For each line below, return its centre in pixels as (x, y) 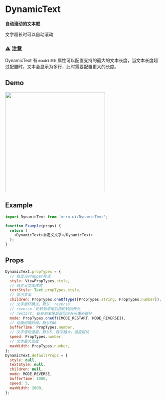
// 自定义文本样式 (26, 286)
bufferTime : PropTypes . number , (42, 327)
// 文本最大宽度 (24, 341)
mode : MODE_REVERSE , (31, 374)
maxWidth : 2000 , (26, 388)
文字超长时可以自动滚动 (29, 34)
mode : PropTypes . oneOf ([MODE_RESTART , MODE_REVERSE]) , (68, 318)
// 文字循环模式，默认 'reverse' (41, 304)
